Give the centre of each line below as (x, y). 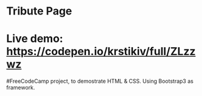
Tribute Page (39, 11)
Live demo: (35, 39)
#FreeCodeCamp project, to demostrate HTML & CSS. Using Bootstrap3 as (100, 81)
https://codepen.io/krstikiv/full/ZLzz (101, 52)
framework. (21, 88)
